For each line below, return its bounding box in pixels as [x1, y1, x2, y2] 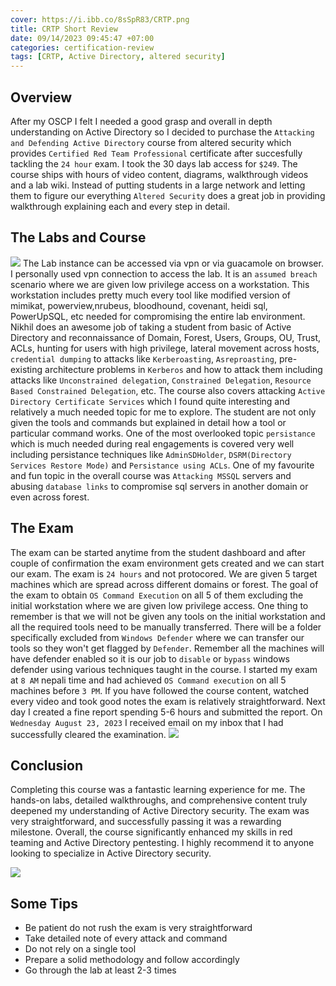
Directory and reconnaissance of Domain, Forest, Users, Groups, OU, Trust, [10, 331, 321, 343]
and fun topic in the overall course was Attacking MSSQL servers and [10, 469, 292, 481]
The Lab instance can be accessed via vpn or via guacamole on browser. [22, 257, 324, 269]
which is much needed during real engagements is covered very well [10, 437, 295, 450]
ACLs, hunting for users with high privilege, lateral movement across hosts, [10, 342, 320, 354]
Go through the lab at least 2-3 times [24, 964, 177, 976]
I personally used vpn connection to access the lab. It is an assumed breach [10, 267, 318, 280]
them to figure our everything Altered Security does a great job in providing [10, 189, 326, 201]
